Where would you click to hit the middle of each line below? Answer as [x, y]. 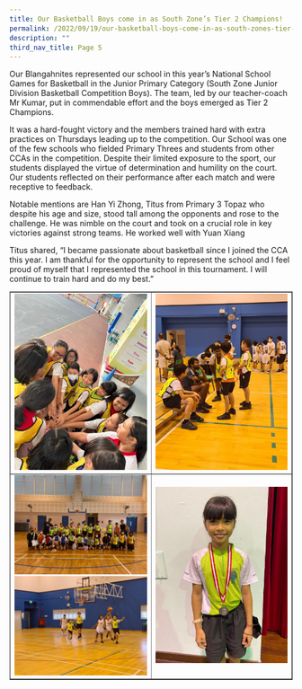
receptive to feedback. [51, 187]
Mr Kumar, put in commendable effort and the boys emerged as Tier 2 [139, 102]
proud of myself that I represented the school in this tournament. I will [138, 269]
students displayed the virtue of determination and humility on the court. [143, 168]
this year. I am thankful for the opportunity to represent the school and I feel [150, 260]
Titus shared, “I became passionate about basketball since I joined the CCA [149, 251]
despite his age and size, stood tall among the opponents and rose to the [144, 214]
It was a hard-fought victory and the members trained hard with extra [138, 129]
